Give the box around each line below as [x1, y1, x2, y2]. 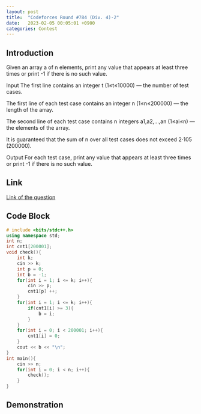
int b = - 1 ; [17, 272, 47, 278]
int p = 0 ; [17, 266, 44, 272]
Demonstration [6, 400, 64, 410]
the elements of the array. [6, 124, 70, 132]
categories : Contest [6, 25, 58, 32]
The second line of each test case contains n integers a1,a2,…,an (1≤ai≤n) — [6, 118, 195, 125]
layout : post [6, 8, 39, 15]
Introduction [6, 47, 54, 58]
